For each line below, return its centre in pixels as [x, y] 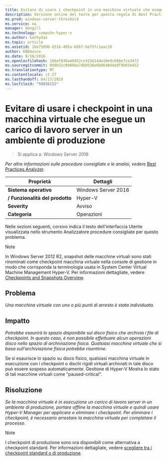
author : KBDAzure [23, 51]
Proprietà [40, 181]
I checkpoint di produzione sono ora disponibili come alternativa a [73, 442]
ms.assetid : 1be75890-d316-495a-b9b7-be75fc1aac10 [59, 47]
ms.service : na [21, 24]
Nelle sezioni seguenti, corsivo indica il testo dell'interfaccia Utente [74, 226]
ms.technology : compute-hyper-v [39, 33]
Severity [18, 206]
